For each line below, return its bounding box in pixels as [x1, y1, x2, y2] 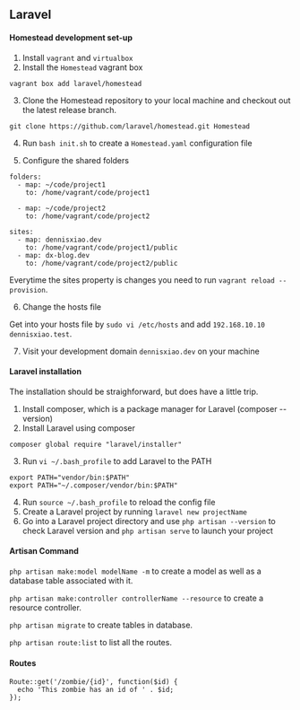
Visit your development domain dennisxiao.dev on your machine [21, 346, 260, 356]
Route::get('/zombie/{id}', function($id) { [9, 678, 178, 687]
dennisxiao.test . [9, 328, 73, 339]
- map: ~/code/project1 [17, 180, 106, 189]
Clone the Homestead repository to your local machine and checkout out [21, 94, 291, 106]
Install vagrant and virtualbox [21, 52, 133, 63]
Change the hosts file [21, 301, 102, 312]
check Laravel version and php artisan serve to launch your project [21, 525, 273, 536]
